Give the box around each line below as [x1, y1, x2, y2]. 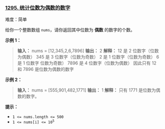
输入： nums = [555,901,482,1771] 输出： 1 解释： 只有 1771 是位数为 [17, 87, 156, 93]
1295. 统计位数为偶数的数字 [5, 4, 71, 11]
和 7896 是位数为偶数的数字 [17, 66, 74, 72]
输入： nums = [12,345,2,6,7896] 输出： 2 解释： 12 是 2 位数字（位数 [17, 48, 159, 54]
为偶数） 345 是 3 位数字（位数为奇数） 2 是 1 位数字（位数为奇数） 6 [17, 54, 160, 60]
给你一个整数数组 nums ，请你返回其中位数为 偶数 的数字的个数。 [5, 27, 135, 33]
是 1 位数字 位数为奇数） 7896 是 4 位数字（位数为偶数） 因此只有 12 [17, 60, 157, 66]
